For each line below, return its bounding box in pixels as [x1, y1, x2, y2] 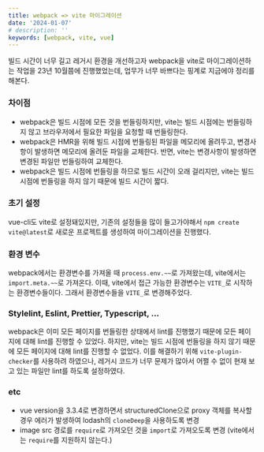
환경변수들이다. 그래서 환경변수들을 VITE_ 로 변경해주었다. [16, 288, 192, 297]
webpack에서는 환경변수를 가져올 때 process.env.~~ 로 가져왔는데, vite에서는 [8, 268, 247, 278]
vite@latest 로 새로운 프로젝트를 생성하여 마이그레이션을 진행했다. [8, 226, 211, 237]
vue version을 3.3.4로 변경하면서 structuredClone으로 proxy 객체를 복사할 [19, 405, 252, 415]
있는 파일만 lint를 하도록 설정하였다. [16, 366, 125, 375]
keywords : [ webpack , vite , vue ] [8, 33, 114, 42]
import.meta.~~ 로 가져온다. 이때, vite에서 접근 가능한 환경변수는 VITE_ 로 [8, 278, 232, 288]
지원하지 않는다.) [61, 435, 113, 444]
